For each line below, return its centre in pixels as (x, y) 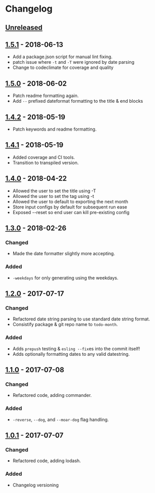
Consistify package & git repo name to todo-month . (65, 324)
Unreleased (24, 28)
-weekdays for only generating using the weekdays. (65, 278)
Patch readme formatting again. (46, 96)
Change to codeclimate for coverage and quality (63, 68)
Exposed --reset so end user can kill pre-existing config (71, 212)
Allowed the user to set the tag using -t (53, 196)
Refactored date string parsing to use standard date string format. (81, 319)
